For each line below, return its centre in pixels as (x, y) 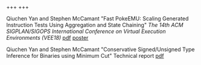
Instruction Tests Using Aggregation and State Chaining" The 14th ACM (95, 25)
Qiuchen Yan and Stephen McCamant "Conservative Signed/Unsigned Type (101, 49)
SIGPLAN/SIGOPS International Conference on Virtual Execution (86, 31)
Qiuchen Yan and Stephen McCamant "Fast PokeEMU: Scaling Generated (97, 18)
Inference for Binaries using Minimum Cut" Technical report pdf (85, 56)
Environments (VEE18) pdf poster (47, 38)
